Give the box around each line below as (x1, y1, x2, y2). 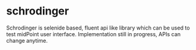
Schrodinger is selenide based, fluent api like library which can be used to (6, 24, 190, 31)
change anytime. (6, 37, 48, 44)
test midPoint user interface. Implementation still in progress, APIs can (6, 30, 181, 37)
